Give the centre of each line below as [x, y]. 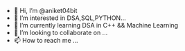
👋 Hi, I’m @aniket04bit [45, 11]
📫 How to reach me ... [46, 40]
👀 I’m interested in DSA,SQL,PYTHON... [70, 18]
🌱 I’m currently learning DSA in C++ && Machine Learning [96, 25]
